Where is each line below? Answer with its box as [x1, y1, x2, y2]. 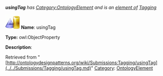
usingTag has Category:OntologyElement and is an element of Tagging [5, 5, 157, 10]
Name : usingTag [21, 24, 56, 30]
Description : [5, 44, 32, 50]
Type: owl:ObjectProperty [5, 34, 60, 40]
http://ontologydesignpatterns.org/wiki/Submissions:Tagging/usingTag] [7, 60, 158, 66]
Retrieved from [5, 54, 37, 60]
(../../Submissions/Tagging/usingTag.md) [5, 65, 91, 71]
